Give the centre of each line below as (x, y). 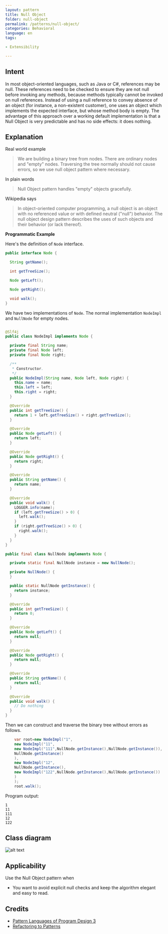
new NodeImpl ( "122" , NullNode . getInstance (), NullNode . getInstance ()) (87, 772)
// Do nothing (29, 706)
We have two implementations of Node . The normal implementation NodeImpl (83, 313)
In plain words (20, 179)
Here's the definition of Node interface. (45, 244)
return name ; (28, 485)
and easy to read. (31, 893)
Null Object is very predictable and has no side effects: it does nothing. (78, 121)
